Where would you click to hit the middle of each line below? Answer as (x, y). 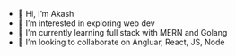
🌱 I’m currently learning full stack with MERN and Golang (122, 32)
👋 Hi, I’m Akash (46, 14)
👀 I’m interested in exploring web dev (86, 23)
